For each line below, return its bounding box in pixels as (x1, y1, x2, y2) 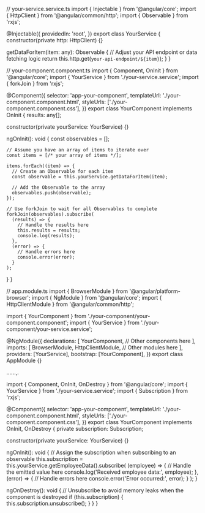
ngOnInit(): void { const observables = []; (6, 135, 110, 142)
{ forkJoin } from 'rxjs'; (6, 80, 64, 87)
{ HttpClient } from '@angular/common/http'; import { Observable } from (6, 12, 188, 19)
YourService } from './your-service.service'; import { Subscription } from (6, 387, 188, 394)
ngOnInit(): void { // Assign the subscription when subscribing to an (6, 449, 176, 456)
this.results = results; (17, 227, 81, 234)
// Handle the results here (17, 222, 89, 228)
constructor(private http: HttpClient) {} (6, 37, 103, 44)
